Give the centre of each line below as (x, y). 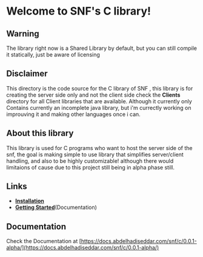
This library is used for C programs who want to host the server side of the (99, 148)
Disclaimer (27, 74)
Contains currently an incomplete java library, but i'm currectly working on (99, 108)
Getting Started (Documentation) (56, 207)
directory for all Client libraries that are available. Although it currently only (99, 101)
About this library (40, 133)
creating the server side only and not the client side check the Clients (93, 95)
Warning (23, 34)
